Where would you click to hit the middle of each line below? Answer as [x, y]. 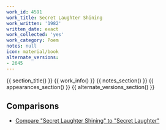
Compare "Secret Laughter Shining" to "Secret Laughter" [87, 121]
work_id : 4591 [25, 12]
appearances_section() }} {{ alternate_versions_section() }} [81, 87]
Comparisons [33, 106]
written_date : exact [33, 29]
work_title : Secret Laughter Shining [55, 18]
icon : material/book [33, 52]
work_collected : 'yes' [35, 35]
